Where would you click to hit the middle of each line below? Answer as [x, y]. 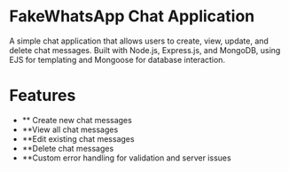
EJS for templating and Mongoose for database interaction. [117, 59]
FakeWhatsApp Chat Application [132, 16]
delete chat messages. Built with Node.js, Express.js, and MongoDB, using [145, 50]
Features [43, 96]
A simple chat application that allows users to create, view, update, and [139, 41]
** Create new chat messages [77, 120]
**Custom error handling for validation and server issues [127, 158]
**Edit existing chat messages [78, 138]
